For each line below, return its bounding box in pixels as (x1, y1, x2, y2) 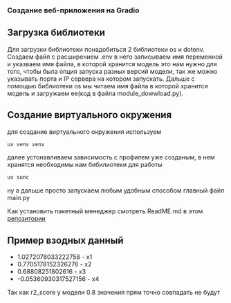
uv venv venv (7, 141, 45, 148)
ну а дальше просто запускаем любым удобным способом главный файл (7, 186, 225, 195)
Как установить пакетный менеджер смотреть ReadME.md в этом (7, 207, 203, 215)
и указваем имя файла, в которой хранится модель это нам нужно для (7, 59, 217, 68)
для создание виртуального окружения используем (7, 127, 162, 136)
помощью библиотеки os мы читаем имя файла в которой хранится (7, 81, 208, 90)
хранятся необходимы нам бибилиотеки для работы (7, 161, 163, 169)
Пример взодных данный (7, 234, 124, 246)
